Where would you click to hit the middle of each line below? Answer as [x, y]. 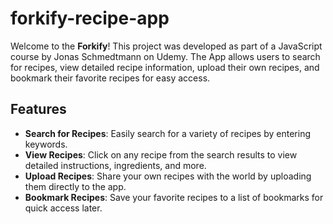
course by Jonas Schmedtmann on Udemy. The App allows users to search [165, 56]
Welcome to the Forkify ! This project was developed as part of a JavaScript [166, 46]
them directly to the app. [75, 186]
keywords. [46, 144]
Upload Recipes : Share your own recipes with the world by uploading [168, 176]
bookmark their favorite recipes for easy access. [110, 78]
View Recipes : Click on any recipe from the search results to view [161, 154]
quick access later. [63, 208]
